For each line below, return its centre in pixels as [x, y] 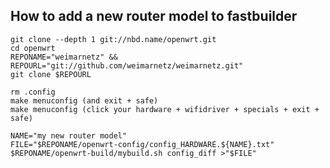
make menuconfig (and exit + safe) [84, 100]
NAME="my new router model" [69, 135]
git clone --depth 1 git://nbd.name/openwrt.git [113, 39]
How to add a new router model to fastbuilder [154, 16]
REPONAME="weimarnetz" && [64, 57]
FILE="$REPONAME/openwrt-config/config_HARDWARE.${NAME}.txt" [142, 144]
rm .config [33, 92]
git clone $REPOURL [51, 74]
